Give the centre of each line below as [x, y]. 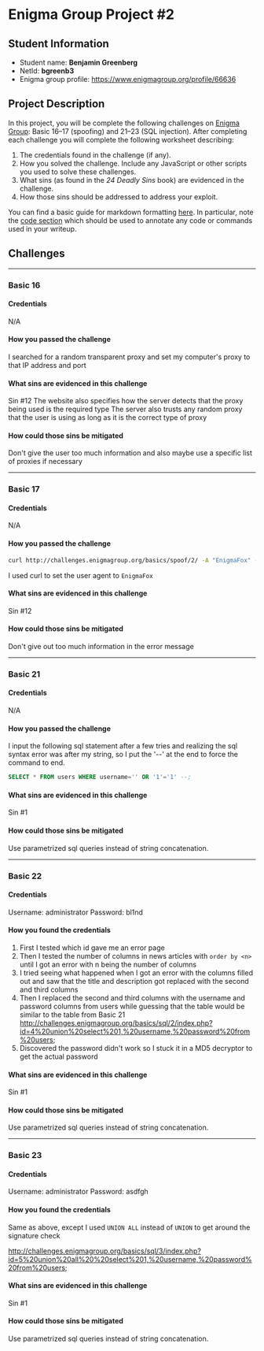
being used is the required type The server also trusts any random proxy [125, 409]
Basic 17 [24, 489]
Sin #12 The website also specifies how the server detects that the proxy [126, 401]
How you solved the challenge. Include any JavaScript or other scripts [133, 163]
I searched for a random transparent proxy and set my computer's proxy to [129, 357]
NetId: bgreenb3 [47, 71]
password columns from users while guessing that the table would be [132, 1006]
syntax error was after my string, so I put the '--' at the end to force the [123, 755]
